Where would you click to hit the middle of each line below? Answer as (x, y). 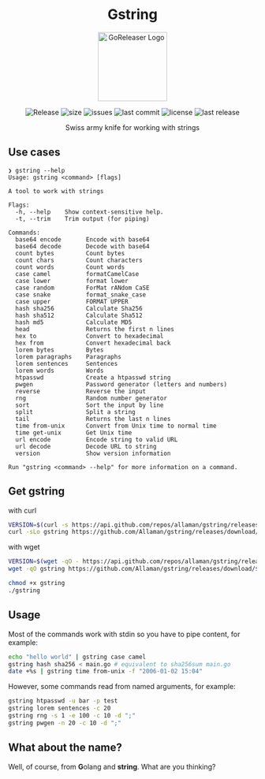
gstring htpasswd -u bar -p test (63, 701)
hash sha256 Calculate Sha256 (79, 308)
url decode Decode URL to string (86, 446)
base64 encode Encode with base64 (82, 239)
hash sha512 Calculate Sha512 (79, 315)
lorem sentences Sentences (67, 363)
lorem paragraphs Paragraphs (69, 356)
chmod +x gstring (37, 583)
